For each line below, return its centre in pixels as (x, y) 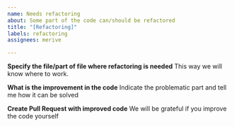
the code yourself (33, 116)
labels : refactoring (38, 34)
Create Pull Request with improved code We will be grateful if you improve (117, 109)
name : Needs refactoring (44, 14)
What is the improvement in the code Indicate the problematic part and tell (117, 87)
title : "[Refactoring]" (42, 27)
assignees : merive (34, 40)
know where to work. (38, 74)
